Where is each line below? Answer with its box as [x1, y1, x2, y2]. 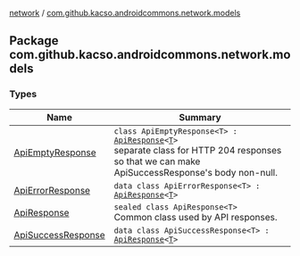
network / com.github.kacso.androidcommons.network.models [9, 8, 241, 18]
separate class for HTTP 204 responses [113, 144, 282, 156]
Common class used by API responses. [113, 211, 279, 223]
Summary [179, 111, 221, 123]
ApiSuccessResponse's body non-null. [113, 166, 279, 178]
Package [9, 33, 60, 48]
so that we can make [113, 155, 201, 168]
